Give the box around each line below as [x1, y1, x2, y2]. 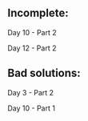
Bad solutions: [7, 67, 81, 80]
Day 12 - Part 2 [7, 43, 57, 53]
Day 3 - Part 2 [7, 87, 54, 97]
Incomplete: [7, 6, 69, 20]
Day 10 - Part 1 [7, 103, 55, 113]
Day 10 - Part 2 [7, 27, 57, 37]
